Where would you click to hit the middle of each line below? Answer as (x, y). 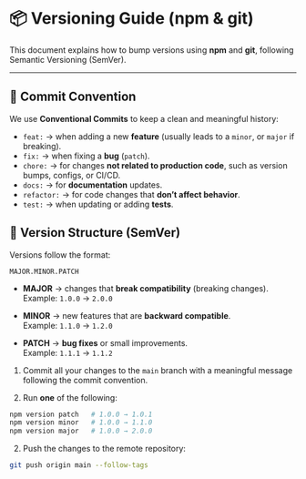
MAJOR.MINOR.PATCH (44, 271)
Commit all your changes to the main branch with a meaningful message (158, 370)
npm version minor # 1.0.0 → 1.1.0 (81, 423)
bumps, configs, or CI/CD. (71, 175)
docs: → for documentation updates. (92, 185)
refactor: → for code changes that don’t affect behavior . (131, 194)
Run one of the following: (70, 397)
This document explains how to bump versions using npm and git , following (152, 50)
